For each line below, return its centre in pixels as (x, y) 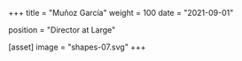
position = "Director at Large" (62, 30)
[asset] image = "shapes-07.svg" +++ (78, 47)
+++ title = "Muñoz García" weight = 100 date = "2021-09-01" (121, 13)
